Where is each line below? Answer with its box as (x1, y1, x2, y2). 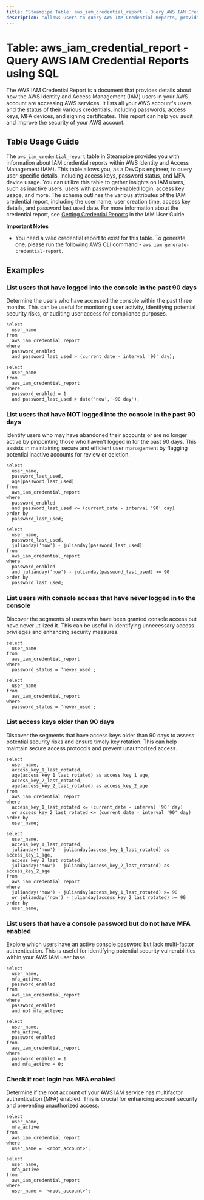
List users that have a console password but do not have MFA (6, 919, 191, 928)
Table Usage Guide (6, 136, 80, 147)
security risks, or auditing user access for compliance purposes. (6, 309, 168, 317)
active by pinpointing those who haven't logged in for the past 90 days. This (6, 438, 197, 446)
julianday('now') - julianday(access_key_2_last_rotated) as (12, 863, 170, 869)
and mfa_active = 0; (12, 1061, 64, 1067)
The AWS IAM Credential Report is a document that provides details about (6, 86, 191, 94)
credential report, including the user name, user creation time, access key (6, 198, 191, 205)
